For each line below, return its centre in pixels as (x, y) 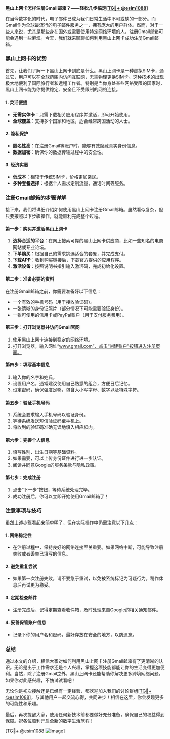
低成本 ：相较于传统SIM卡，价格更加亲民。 (57, 177)
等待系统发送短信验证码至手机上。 (48, 421)
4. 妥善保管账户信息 (26, 623)
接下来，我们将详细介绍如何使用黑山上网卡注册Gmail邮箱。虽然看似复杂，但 (84, 210)
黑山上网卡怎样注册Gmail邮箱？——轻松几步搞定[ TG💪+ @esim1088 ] (77, 8)
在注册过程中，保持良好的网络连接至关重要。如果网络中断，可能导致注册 (88, 547)
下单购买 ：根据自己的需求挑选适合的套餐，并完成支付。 (70, 254)
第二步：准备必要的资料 (30, 279)
